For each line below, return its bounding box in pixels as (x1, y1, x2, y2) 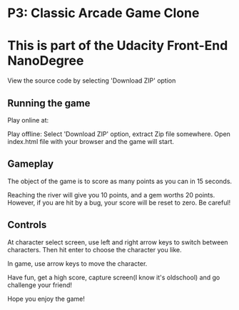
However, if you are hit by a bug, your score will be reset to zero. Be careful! (7, 198, 231, 207)
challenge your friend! (7, 280, 73, 289)
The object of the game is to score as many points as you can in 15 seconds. (7, 177, 233, 185)
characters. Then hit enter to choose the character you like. (7, 245, 182, 254)
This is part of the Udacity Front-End (7, 38, 228, 54)
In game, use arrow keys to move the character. (7, 259, 148, 268)
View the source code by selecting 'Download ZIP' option (7, 76, 176, 85)
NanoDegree (7, 53, 84, 69)
